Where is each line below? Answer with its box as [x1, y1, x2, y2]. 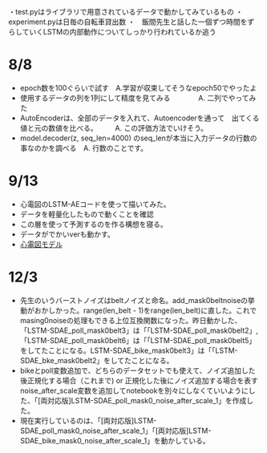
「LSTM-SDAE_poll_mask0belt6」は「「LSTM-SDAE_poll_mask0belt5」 [19, 335, 257, 345]
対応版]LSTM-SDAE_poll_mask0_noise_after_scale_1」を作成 [47, 395, 247, 405]
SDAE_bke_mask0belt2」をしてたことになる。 [19, 355, 174, 365]
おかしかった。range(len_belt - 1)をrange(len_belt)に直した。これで [34, 305, 257, 315]
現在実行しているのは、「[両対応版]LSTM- [19, 415, 157, 425]
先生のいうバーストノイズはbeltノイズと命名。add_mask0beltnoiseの [19, 295, 249, 305]
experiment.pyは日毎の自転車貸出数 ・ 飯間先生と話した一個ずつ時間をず [8, 17, 255, 26]
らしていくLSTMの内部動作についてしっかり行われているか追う [8, 27, 216, 36]
